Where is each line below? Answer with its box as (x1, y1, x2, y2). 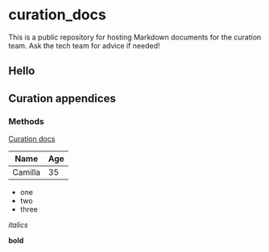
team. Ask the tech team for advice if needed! (8, 40, 160, 50)
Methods (8, 115, 44, 126)
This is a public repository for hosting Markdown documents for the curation (8, 32, 262, 42)
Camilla (12, 167, 41, 178)
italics (8, 220, 28, 230)
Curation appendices (8, 91, 117, 105)
